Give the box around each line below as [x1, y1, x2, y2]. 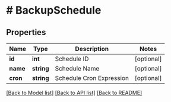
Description [75, 45, 109, 53]
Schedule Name [55, 65, 100, 72]
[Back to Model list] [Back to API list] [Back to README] [6, 90, 142, 96]
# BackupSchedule [6, 4, 102, 17]
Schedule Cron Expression [55, 74, 129, 82]
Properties [6, 27, 46, 37]
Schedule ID [55, 55, 89, 63]
